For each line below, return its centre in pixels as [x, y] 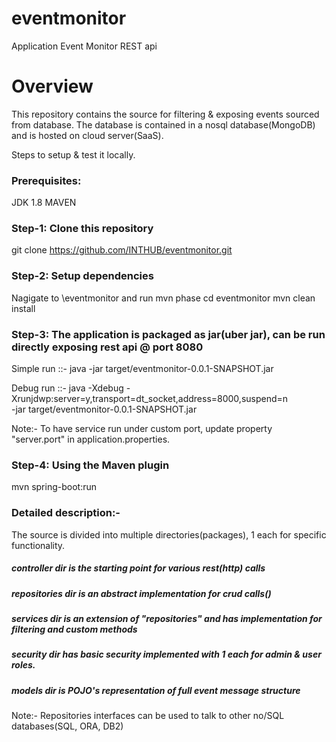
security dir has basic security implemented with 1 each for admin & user [166, 654]
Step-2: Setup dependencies [82, 276]
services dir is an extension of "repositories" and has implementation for [167, 618]
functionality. [38, 545]
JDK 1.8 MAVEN [44, 203]
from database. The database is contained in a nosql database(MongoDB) [163, 124]
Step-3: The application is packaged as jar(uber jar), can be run [168, 334]
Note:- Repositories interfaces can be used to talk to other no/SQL [148, 716]
